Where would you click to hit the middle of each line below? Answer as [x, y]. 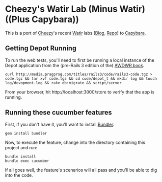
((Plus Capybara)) [42, 19]
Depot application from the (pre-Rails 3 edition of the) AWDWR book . [75, 65]
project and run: [21, 147]
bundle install [21, 157]
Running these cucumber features [58, 113]
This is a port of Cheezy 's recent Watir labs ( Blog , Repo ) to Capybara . [76, 33]
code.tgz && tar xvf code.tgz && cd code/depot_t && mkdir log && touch [81, 79]
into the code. [19, 175]
